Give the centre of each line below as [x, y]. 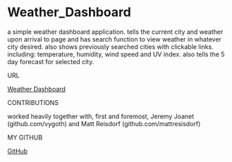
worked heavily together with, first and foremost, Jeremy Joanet [101, 116]
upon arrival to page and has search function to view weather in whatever [115, 39]
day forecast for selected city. [51, 61]
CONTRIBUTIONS [33, 102]
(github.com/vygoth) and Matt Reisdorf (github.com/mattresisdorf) [104, 123]
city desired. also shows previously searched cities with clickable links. [110, 46]
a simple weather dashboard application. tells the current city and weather [115, 32]
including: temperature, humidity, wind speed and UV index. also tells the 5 [116, 54]
